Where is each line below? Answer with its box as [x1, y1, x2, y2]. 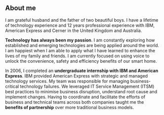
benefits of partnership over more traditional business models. [5, 104, 134, 110]
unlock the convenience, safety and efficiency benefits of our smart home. [5, 58, 157, 64]
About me [5, 4, 36, 12]
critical [5, 83, 19, 89]
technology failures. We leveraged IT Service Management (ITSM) [20, 83, 155, 89]
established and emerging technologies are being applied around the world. [5, 42, 160, 48]
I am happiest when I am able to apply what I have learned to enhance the [5, 47, 156, 53]
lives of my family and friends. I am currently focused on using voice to [5, 53, 150, 59]
